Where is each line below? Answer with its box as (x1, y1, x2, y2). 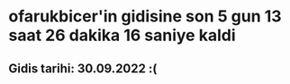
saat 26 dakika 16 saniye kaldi (8, 25, 236, 46)
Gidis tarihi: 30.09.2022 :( (8, 61, 158, 76)
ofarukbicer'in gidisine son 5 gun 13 (8, 6, 282, 27)
